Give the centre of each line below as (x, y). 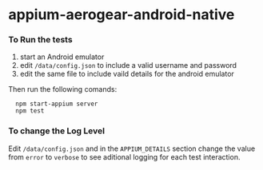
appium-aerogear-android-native (122, 15)
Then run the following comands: (63, 89)
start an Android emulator (62, 57)
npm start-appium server (57, 104)
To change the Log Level (57, 131)
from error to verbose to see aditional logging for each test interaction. (124, 156)
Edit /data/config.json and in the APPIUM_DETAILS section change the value (132, 148)
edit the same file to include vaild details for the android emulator (127, 74)
